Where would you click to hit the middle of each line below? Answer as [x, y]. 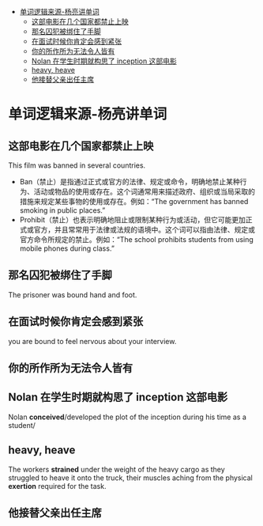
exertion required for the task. [57, 486]
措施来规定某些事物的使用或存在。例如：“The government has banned [134, 201]
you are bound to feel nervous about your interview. [92, 341]
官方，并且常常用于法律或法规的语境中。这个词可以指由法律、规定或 [144, 229]
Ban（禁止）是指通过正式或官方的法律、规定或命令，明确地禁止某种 [130, 182]
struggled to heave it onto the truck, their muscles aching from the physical [130, 478]
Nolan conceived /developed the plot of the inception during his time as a [128, 417]
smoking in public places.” [62, 210]
